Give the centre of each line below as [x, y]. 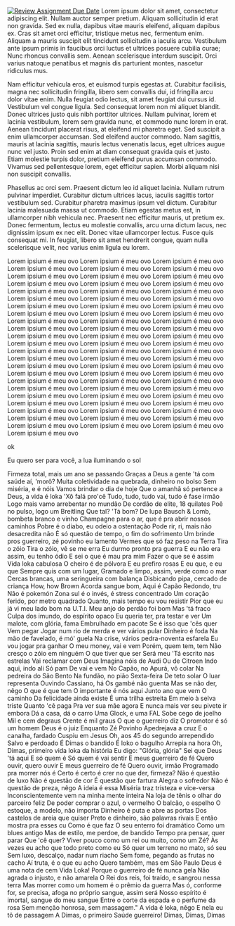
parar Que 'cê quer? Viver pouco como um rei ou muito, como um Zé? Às [113, 840]
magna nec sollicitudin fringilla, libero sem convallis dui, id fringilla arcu [110, 92]
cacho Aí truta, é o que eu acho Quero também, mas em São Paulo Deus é [115, 863]
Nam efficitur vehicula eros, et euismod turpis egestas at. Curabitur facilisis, [117, 84]
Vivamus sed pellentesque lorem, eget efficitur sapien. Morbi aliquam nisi [113, 166]
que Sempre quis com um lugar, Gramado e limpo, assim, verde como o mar [117, 571]
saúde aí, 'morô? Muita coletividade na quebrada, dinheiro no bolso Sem [112, 481]
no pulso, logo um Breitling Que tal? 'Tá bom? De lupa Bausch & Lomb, [109, 511]
